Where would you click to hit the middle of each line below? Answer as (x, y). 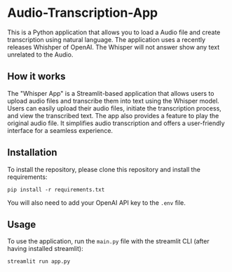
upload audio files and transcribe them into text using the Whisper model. (113, 101)
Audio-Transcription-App (83, 13)
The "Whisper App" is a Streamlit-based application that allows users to (111, 93)
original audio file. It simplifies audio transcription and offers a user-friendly (116, 123)
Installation (32, 153)
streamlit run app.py (39, 262)
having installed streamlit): (45, 249)
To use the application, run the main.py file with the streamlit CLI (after (108, 241)
